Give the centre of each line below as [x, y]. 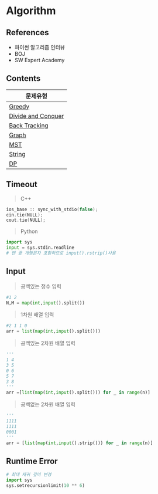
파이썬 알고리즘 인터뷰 [40, 47]
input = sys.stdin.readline [40, 248]
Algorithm [31, 11]
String [17, 154]
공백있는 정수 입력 [41, 286]
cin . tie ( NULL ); [25, 215]
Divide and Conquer [37, 116]
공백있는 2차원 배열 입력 [48, 343]
